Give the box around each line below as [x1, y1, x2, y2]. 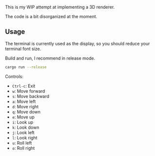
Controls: [5, 73, 23, 79]
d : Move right [12, 103, 39, 109]
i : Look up [12, 119, 34, 125]
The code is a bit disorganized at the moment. [5, 14, 97, 19]
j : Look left [12, 129, 35, 136]
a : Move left [12, 98, 36, 104]
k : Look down [12, 124, 39, 130]
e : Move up [12, 114, 35, 120]
